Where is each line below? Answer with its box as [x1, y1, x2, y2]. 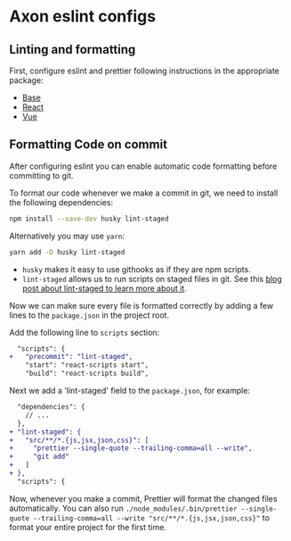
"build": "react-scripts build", [25, 369, 150, 379]
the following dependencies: [9, 196, 114, 207]
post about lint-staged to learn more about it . [21, 283, 187, 294]
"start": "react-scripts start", [25, 361, 150, 370]
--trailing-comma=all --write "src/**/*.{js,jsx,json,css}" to [32, 512, 270, 523]
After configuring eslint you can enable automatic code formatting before [9, 161, 278, 171]
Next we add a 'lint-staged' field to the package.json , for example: [9, 386, 251, 396]
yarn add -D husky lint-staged [9, 247, 125, 256]
